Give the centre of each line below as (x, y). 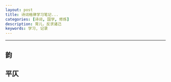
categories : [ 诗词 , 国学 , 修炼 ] (37, 19)
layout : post (19, 10)
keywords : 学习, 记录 (27, 29)
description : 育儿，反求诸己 (34, 24)
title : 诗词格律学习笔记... (32, 15)
